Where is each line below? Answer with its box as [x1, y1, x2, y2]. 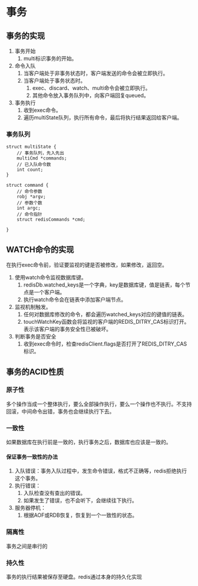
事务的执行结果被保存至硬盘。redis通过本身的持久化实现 [6, 573, 143, 580]
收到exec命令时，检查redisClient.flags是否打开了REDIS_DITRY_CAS [23, 340, 187, 347]
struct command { [6, 183, 49, 188]
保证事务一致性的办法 [6, 453, 58, 460]
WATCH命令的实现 [6, 245, 74, 255]
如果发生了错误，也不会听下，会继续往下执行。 [23, 497, 137, 504]
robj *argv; [16, 194, 46, 200]
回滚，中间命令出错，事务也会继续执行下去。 [6, 408, 115, 415]
